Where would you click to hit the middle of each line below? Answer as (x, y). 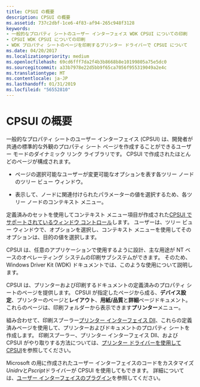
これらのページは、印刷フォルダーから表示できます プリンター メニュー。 (95, 307)
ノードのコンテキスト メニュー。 (67, 202)
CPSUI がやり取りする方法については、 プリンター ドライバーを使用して (94, 343)
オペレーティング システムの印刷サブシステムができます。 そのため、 (106, 257)
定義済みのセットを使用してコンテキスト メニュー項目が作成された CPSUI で (99, 214)
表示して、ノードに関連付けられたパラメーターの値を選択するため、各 (101, 194)
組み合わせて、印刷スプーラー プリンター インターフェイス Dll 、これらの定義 (99, 320)
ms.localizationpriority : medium (48, 56)
